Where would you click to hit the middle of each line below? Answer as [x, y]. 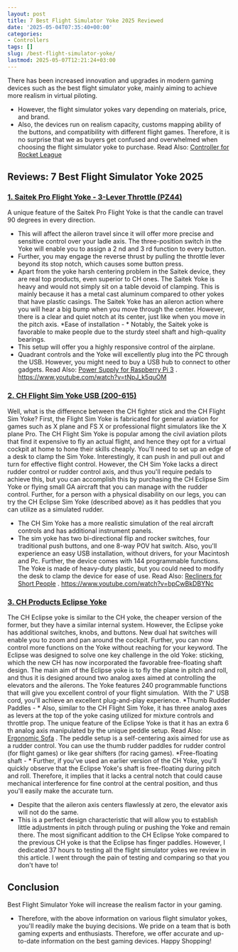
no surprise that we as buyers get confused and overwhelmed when [118, 139]
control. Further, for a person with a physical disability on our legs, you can [117, 494]
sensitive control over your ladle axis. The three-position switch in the [120, 242]
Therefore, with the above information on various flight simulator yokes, [122, 918]
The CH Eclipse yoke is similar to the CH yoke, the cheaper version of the [115, 617]
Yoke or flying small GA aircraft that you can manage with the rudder [108, 487]
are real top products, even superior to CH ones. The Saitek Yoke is [116, 279]
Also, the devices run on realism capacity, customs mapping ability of [119, 124]
